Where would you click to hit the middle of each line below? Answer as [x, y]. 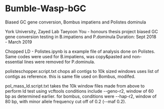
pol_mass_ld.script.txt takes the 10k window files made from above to [75, 86]
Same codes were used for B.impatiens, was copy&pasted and [68, 56]
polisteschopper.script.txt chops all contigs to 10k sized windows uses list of [82, 71]
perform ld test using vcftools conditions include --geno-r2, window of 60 [79, 91]
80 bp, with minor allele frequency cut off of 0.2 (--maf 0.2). [66, 101]
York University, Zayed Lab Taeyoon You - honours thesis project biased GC [82, 31]
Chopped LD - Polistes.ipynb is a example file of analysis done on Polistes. [80, 51]
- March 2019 [19, 42]
